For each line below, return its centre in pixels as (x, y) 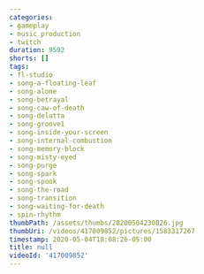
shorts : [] (29, 58)
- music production (45, 34)
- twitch (25, 42)
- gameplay (29, 26)
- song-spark (33, 173)
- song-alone (33, 91)
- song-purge (33, 165)
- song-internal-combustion (61, 141)
